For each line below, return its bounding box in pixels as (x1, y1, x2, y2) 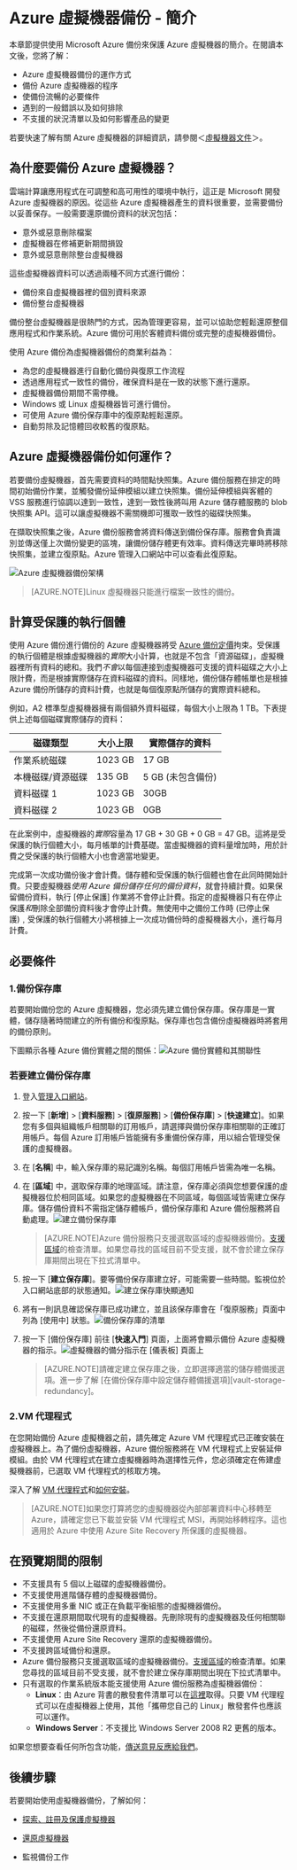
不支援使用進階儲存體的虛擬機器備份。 (21, 1590, 162, 1601)
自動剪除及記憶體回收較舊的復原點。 (21, 420, 155, 431)
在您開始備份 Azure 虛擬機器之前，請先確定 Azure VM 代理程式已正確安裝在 (9, 1432, 285, 1443)
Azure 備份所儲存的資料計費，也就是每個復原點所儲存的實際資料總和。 (9, 684, 265, 695)
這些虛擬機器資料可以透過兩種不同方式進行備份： (9, 268, 187, 278)
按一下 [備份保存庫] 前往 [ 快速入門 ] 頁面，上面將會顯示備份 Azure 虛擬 (21, 1334, 278, 1344)
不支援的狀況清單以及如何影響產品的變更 (21, 113, 170, 124)
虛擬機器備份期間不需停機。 (21, 387, 124, 398)
